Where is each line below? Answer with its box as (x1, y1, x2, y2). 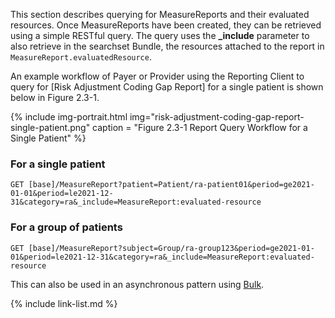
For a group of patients (10, 220, 123, 234)
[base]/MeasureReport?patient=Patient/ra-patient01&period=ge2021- (28, 180, 315, 190)
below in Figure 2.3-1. (10, 92, 100, 103)
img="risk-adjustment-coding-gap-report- (129, 111, 305, 123)
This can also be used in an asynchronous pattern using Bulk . (10, 278, 265, 290)
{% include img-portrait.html (10, 111, 128, 123)
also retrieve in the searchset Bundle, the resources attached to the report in (10, 40, 325, 52)
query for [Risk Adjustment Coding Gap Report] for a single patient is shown (10, 81, 324, 93)
